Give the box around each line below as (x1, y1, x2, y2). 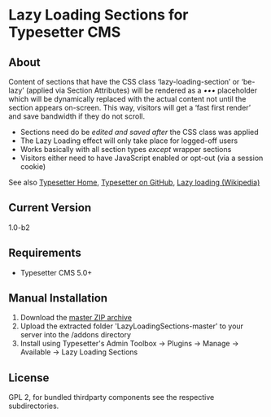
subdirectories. (8, 401, 59, 411)
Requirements (8, 246, 81, 260)
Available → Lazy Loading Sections (20, 347, 138, 357)
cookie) (20, 162, 46, 172)
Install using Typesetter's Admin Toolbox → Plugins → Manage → (20, 339, 239, 349)
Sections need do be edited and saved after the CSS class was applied (20, 128, 259, 137)
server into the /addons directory (20, 330, 132, 340)
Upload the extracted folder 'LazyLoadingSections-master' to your (20, 321, 244, 331)
